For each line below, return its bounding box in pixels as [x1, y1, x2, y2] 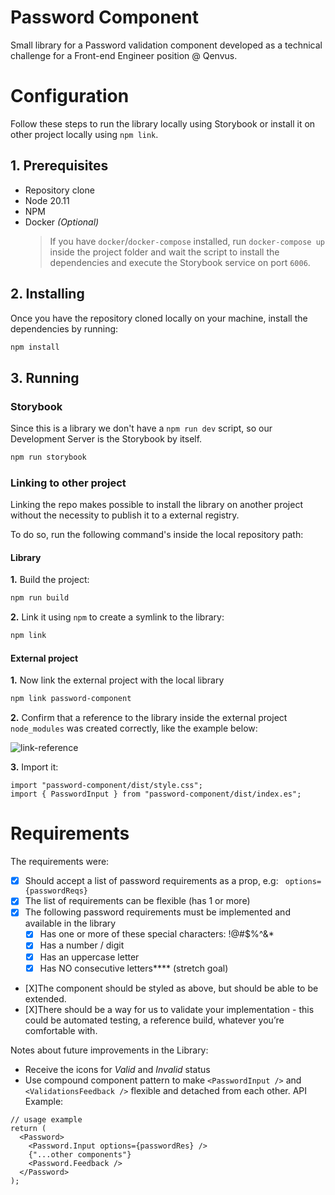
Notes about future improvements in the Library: [10, 1044, 209, 1056]
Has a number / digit [39, 939, 125, 951]
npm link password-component [10, 694, 132, 704]
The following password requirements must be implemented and [24, 906, 291, 918]
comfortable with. [24, 1024, 98, 1036]
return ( [10, 1123, 47, 1133]
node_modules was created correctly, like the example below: [10, 722, 258, 735]
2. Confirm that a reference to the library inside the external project [10, 712, 288, 724]
